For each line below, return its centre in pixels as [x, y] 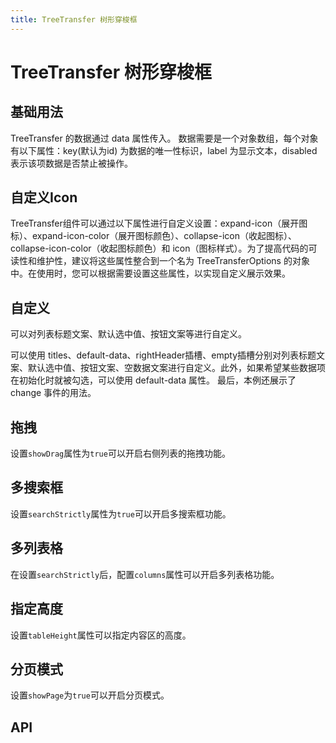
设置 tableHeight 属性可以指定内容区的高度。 [101, 635]
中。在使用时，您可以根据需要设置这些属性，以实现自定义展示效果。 [150, 273]
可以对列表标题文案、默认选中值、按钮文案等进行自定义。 [128, 334]
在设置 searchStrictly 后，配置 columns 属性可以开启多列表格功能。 [145, 574]
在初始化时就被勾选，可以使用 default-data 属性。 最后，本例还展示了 [153, 380]
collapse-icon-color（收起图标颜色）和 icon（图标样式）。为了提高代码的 [159, 248]
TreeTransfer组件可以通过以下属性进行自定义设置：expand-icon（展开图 [159, 223]
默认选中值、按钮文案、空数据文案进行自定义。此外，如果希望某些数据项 [176, 368]
